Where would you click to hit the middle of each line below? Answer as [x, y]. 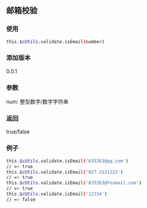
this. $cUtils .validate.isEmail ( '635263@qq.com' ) [67, 161]
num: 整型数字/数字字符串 [37, 102]
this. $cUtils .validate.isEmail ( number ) [55, 41]
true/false [18, 132]
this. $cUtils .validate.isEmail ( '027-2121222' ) [65, 172]
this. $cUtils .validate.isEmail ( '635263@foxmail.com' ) [74, 183]
